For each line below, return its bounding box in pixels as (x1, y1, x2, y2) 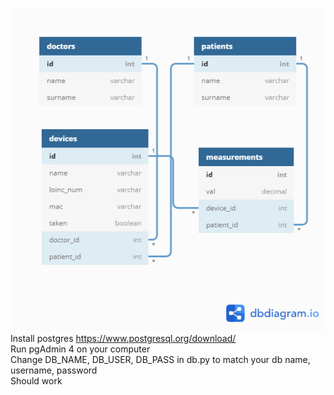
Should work (10, 374, 63, 387)
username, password (10, 364, 98, 376)
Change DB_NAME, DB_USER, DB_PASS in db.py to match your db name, (10, 353, 311, 365)
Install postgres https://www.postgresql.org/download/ (10, 332, 237, 344)
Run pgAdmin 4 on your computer (10, 343, 151, 355)
